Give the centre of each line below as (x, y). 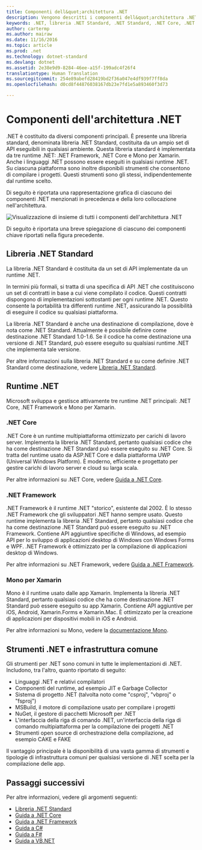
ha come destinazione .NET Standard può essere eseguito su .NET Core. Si (99, 448)
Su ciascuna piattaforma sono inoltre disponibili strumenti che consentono (98, 168)
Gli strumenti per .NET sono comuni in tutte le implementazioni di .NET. (94, 664)
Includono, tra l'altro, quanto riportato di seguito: (66, 670)
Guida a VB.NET (35, 841)
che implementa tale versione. (44, 349)
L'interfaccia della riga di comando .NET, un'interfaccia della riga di (98, 720)
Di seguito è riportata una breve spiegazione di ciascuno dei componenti (96, 229)
